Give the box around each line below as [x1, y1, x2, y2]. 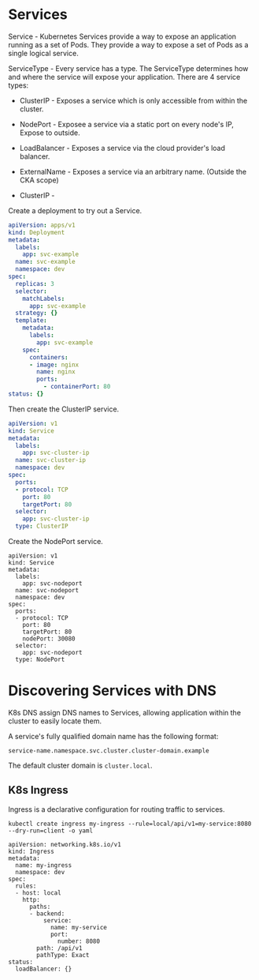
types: [8, 81, 29, 90]
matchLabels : [22, 295, 65, 302]
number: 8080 [57, 937, 101, 945]
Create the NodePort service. [8, 537, 104, 546]
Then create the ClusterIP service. [8, 404, 120, 414]
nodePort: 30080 [22, 635, 76, 643]
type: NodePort [15, 655, 65, 664]
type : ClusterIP [15, 523, 68, 531]
